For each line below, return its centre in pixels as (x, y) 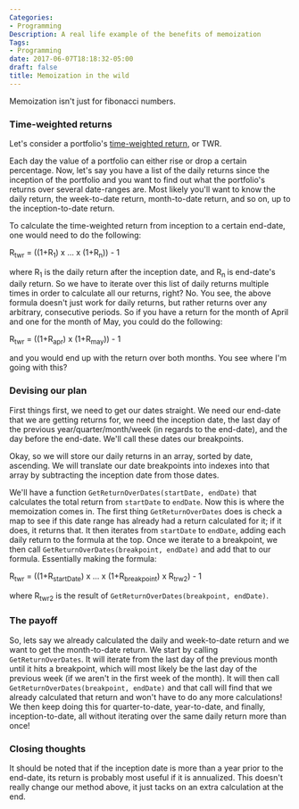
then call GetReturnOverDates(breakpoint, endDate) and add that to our (140, 549)
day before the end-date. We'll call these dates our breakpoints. (126, 438)
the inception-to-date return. (62, 209)
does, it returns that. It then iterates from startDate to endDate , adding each (148, 530)
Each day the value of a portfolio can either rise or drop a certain (128, 161)
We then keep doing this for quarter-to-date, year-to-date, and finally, (137, 706)
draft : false (33, 68)
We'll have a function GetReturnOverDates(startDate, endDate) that (133, 492)
